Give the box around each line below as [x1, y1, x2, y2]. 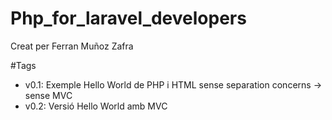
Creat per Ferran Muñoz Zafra [10, 40, 134, 52]
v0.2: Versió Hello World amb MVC [24, 100, 168, 112]
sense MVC [24, 89, 73, 101]
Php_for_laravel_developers [10, 7, 247, 30]
